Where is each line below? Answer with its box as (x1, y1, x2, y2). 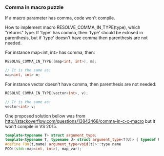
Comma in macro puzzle (5, 4, 64, 11)
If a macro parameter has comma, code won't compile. (5, 15, 116, 21)
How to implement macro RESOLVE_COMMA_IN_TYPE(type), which (5, 24, 141, 30)
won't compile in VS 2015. (5, 123, 57, 129)
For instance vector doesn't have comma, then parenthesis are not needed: (5, 81, 157, 87)
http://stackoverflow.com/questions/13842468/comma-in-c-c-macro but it (5, 118, 155, 124)
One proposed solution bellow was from (5, 113, 85, 119)
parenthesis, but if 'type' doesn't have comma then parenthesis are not (5, 35, 148, 41)
